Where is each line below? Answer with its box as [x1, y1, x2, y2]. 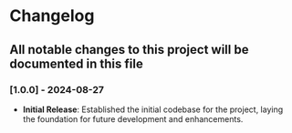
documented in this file [9, 56, 143, 71]
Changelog [9, 5, 95, 26]
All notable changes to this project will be [9, 42, 249, 57]
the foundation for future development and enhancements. [22, 113, 244, 124]
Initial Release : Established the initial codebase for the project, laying [22, 104, 284, 115]
